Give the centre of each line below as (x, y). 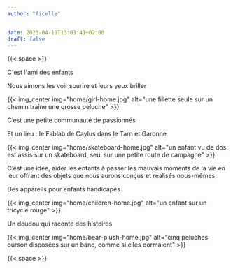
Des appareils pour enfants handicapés (64, 189)
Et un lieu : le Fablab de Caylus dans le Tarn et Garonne (87, 134)
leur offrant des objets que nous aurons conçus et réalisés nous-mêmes (111, 176)
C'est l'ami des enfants (40, 72)
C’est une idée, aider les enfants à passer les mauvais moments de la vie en (116, 168)
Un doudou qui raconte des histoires (60, 224)
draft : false (26, 39)
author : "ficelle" (34, 14)
